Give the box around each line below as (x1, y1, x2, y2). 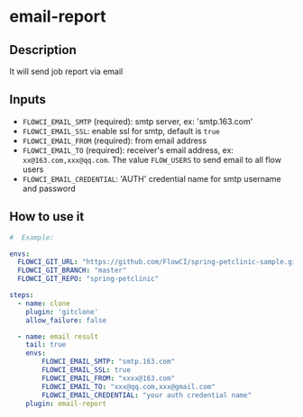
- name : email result (17, 331, 99, 341)
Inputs (9, 92, 47, 107)
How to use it (9, 209, 85, 224)
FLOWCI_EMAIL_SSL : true (41, 366, 131, 375)
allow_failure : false (25, 315, 106, 325)
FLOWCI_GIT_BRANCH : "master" (17, 266, 127, 276)
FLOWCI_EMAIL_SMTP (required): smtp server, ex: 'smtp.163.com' (22, 115, 253, 127)
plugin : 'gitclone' (25, 307, 99, 316)
